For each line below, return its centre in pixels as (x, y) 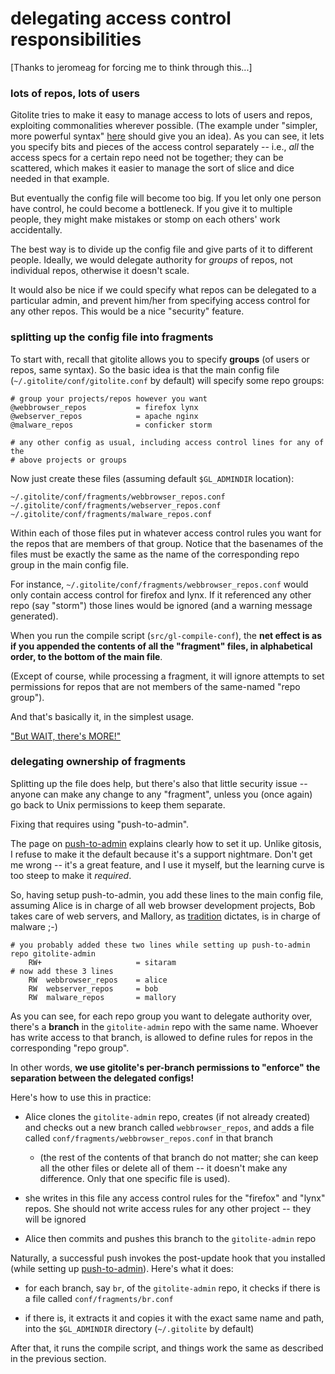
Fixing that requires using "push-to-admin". (100, 824)
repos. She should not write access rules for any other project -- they (168, 1208)
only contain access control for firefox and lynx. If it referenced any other (161, 594)
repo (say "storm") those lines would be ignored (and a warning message (161, 605)
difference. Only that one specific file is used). (135, 1178)
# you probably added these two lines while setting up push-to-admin (160, 945)
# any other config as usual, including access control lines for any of (167, 442)
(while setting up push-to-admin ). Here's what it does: (122, 1268)
